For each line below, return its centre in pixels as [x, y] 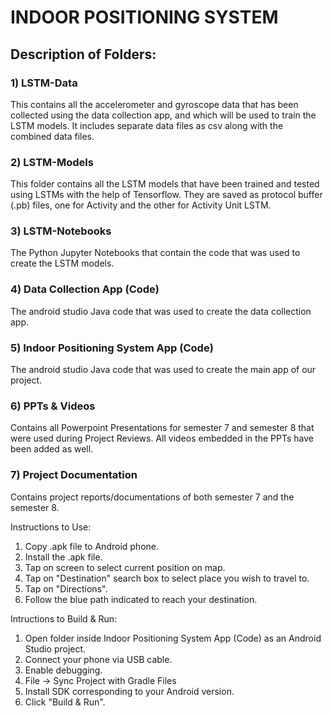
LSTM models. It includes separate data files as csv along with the [147, 125]
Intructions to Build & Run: [64, 618]
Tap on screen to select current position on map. [125, 567]
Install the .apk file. [63, 557]
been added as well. [52, 449]
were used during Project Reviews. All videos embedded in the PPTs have [162, 438]
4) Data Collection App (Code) [85, 289]
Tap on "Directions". [66, 588]
